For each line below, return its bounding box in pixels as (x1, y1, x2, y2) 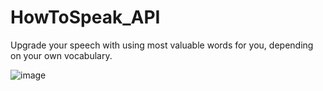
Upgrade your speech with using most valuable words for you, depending (10, 39, 314, 51)
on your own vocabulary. (10, 49, 113, 61)
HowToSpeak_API (10, 6, 161, 29)
